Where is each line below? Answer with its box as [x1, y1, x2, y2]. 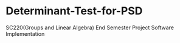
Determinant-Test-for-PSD [5, 4, 143, 18]
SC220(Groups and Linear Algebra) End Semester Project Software [5, 24, 175, 31]
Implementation [5, 30, 45, 37]
